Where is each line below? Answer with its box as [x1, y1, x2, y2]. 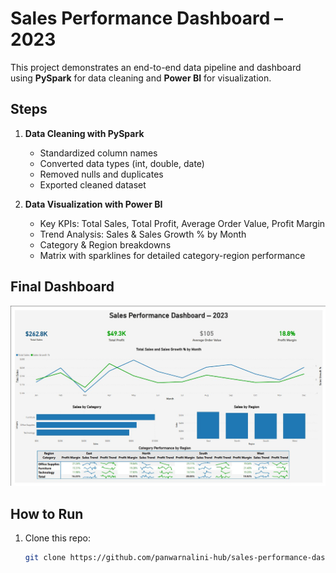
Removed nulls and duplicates [39, 168, 164, 180]
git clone [24, 553, 67, 563]
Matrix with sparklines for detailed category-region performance [39, 249, 306, 261]
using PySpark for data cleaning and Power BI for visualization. [10, 72, 272, 84]
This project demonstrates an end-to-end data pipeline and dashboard [10, 61, 302, 73]
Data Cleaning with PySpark [24, 127, 145, 139]
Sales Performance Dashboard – [10, 7, 283, 30]
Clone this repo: [24, 532, 91, 544]
